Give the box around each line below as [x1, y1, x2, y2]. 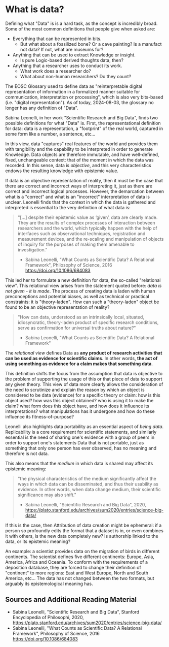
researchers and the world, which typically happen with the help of [17, 225, 158, 231]
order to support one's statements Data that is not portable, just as [5, 439, 144, 445]
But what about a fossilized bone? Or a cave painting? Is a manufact [20, 41, 162, 47]
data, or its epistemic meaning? [5, 538, 71, 544]
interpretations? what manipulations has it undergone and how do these [5, 408, 155, 414]
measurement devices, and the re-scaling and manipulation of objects [17, 236, 164, 242]
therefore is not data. [5, 450, 49, 457]
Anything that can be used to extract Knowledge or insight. [12, 52, 136, 58]
